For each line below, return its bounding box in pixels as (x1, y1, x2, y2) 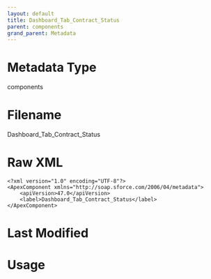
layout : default (7, 10, 54, 17)
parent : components (7, 23, 64, 30)
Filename (7, 107, 62, 123)
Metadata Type (7, 60, 97, 75)
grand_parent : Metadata (7, 29, 77, 37)
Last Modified (7, 225, 89, 241)
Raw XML (7, 155, 63, 171)
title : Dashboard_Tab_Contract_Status (7, 17, 120, 24)
